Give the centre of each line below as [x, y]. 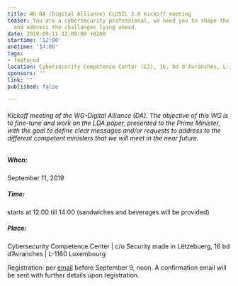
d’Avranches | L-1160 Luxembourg [57, 253]
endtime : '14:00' [33, 47]
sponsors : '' [27, 73]
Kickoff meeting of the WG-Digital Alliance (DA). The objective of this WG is [118, 115]
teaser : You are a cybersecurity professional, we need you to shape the [119, 21]
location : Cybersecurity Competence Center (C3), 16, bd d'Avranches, [114, 67]
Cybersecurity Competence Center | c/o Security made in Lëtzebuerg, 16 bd [119, 246]
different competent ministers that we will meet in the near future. [103, 138]
